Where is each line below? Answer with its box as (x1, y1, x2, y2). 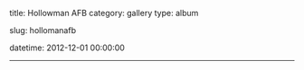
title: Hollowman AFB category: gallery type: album (9, 8, 199, 18)
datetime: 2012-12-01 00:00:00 (9, 42, 125, 53)
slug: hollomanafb (9, 25, 77, 35)
